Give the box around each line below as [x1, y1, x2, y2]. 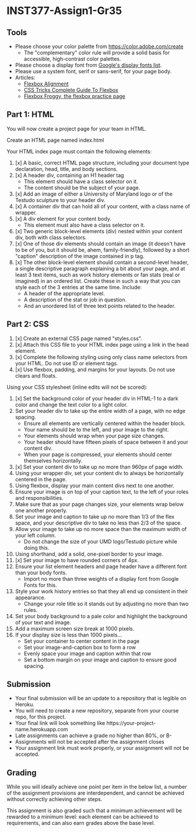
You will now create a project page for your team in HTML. [6, 125, 147, 132]
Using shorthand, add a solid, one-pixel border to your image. [15, 550, 164, 557]
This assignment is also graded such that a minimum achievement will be [6, 807, 183, 814]
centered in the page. [15, 475, 67, 482]
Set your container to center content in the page [23, 637, 139, 645]
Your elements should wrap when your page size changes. [23, 432, 165, 439]
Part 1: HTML [6, 109, 54, 119]
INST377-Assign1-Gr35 [6, 4, 122, 18]
